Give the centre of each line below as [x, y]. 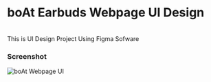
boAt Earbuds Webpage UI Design [106, 13]
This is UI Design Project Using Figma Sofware [73, 38]
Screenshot [27, 56]
